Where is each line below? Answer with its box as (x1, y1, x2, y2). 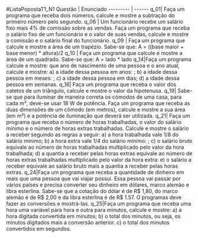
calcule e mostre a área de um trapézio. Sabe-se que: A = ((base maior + (6, 43, 184, 50)
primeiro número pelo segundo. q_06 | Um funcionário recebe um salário (6, 18, 183, 25)
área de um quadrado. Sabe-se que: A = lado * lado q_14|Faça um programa (6, 56, 191, 63)
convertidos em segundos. (6, 225, 72, 232)
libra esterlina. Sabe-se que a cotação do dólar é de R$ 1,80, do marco (6, 188, 178, 194)
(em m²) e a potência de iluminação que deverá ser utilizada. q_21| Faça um (6, 112, 190, 119)
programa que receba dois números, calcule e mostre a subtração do (6, 12, 176, 19)
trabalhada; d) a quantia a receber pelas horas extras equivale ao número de (6, 150, 193, 157)
